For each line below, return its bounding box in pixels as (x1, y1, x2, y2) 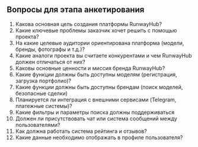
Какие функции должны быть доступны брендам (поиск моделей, (15, 83, 183, 91)
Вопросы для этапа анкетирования (7, 5, 145, 15)
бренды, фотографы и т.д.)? (15, 46, 85, 53)
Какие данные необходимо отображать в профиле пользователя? (15, 133, 183, 141)
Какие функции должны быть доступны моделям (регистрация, (15, 71, 177, 78)
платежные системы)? (15, 102, 73, 109)
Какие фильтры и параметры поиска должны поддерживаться (15, 108, 175, 116)
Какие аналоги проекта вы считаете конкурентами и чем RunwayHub (15, 52, 192, 59)
